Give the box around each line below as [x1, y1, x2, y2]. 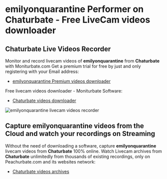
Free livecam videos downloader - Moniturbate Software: [5, 88, 123, 93]
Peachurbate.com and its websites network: [5, 158, 96, 164]
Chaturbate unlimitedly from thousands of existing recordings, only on [5, 153, 151, 159]
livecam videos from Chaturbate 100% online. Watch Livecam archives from [5, 148, 162, 154]
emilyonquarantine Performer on [5, 3, 144, 15]
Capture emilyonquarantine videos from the [5, 121, 145, 130]
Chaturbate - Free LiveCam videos [5, 14, 151, 25]
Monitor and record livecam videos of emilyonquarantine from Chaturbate [5, 58, 160, 63]
